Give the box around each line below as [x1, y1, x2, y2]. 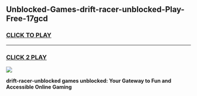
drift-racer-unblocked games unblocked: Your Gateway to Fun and [6, 77, 172, 84]
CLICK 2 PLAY [6, 53, 47, 61]
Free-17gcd [6, 14, 48, 24]
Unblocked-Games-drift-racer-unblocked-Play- [6, 5, 185, 15]
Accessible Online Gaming [6, 83, 72, 90]
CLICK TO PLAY [6, 31, 52, 40]
